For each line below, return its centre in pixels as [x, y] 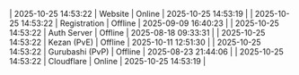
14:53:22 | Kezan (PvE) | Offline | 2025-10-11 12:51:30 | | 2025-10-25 [136, 42]
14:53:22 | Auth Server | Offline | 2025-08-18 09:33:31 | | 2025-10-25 [137, 33]
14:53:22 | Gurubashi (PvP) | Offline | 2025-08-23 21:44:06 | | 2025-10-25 [147, 52]
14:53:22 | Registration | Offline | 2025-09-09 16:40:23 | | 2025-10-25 [150, 23]
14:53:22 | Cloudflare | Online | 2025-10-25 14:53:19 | [108, 61]
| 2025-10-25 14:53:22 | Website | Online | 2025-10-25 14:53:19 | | [131, 14]
